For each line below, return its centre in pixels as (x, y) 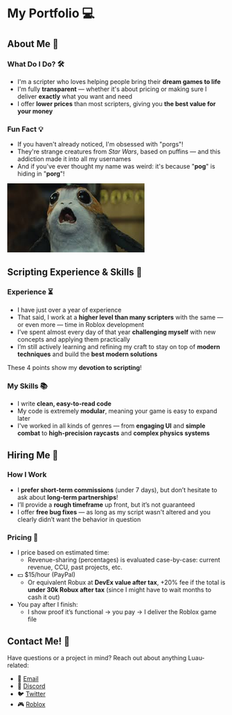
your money (35, 111)
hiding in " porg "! (41, 174)
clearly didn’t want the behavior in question (79, 519)
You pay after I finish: (47, 605)
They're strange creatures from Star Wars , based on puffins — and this (119, 152)
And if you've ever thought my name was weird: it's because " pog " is (116, 167)
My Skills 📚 (27, 386)
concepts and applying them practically (73, 339)
